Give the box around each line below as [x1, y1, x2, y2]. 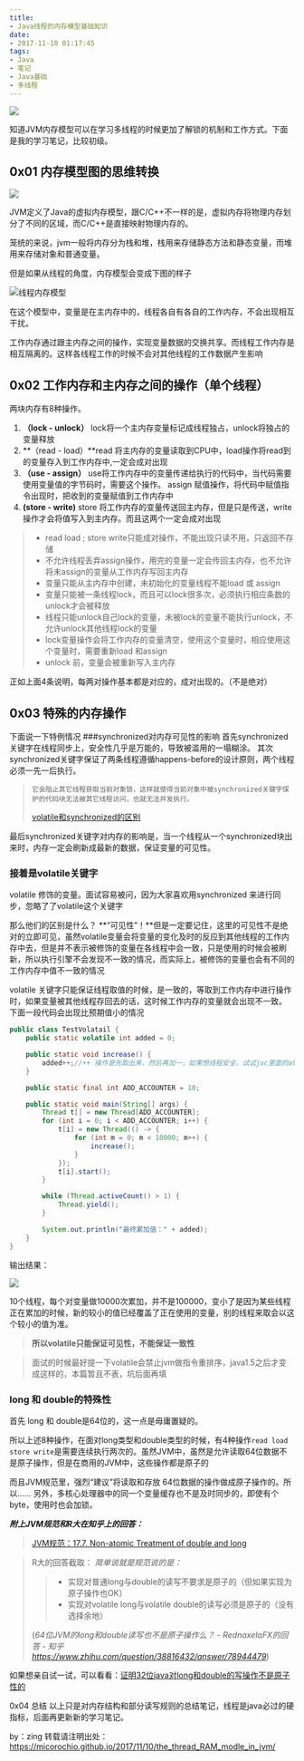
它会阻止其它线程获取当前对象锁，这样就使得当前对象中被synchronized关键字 [31, 785, 283, 794]
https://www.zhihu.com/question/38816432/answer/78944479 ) [31, 1650, 270, 1661]
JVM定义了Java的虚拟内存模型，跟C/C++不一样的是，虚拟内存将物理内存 [9, 207, 283, 218]
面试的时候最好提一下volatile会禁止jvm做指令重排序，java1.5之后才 [31, 1357, 280, 1368]
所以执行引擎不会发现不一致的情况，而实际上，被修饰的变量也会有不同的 [24, 953, 295, 965]
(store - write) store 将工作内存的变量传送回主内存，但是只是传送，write [22, 502, 292, 513]
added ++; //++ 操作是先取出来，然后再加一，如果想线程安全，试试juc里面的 [42, 1058, 289, 1068]
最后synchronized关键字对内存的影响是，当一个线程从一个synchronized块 [9, 831, 285, 842]
